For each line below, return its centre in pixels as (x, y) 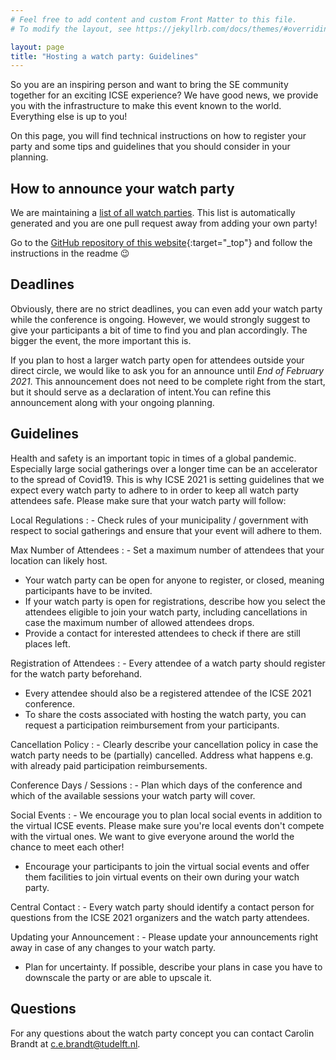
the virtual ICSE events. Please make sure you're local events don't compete (167, 825)
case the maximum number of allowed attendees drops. (139, 622)
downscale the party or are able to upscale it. (118, 977)
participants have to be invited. (88, 590)
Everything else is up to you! (69, 117)
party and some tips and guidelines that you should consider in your (150, 147)
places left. (47, 643)
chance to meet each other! (67, 847)
